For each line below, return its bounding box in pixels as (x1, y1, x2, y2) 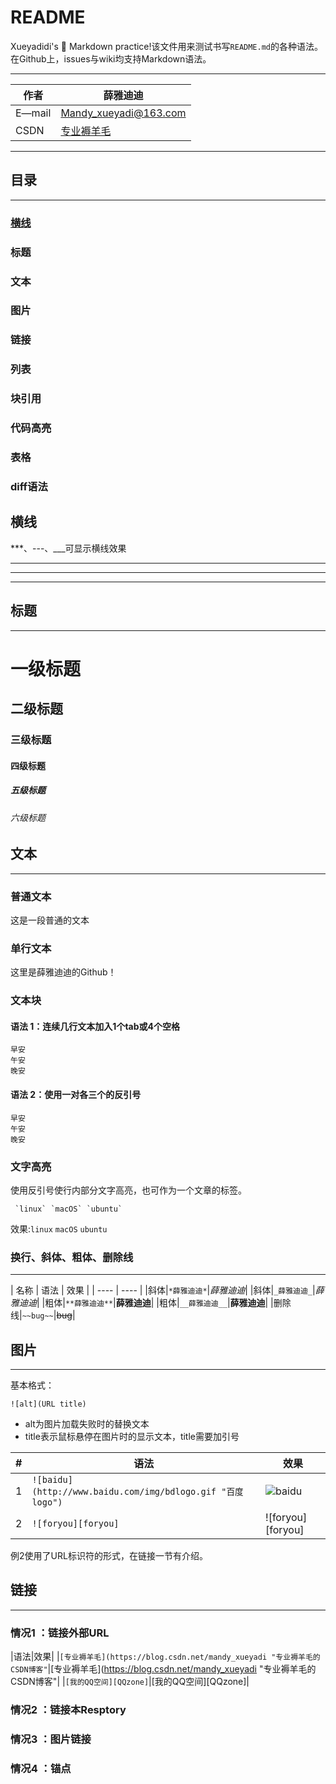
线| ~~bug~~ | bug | (10, 1309, 76, 1321)
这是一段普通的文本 (10, 914, 90, 926)
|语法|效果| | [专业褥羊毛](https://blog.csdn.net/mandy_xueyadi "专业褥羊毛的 (10, 1651, 321, 1663)
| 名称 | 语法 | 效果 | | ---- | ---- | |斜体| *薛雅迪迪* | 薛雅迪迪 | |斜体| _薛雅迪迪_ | (10, 1284, 316, 1296)
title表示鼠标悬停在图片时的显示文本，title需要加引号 (24, 1431, 240, 1443)
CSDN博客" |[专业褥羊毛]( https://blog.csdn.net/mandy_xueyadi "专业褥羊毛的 (10, 1663, 317, 1675)
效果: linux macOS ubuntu (10, 1222, 108, 1235)
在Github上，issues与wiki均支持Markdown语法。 (10, 52, 212, 65)
